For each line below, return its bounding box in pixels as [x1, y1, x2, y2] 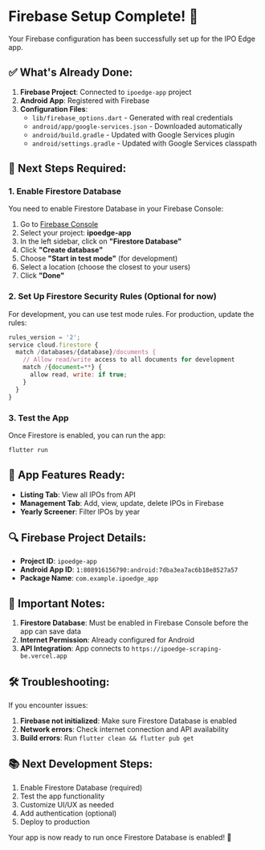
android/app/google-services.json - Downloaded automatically [31, 121, 243, 131]
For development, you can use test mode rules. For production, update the [8, 309, 255, 318]
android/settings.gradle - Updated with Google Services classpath [31, 138, 257, 148]
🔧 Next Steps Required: [8, 162, 127, 175]
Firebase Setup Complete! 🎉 [8, 7, 199, 26]
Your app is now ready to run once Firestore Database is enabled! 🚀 [8, 832, 232, 842]
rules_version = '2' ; [8, 333, 81, 341]
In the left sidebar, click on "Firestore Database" [19, 236, 182, 246]
